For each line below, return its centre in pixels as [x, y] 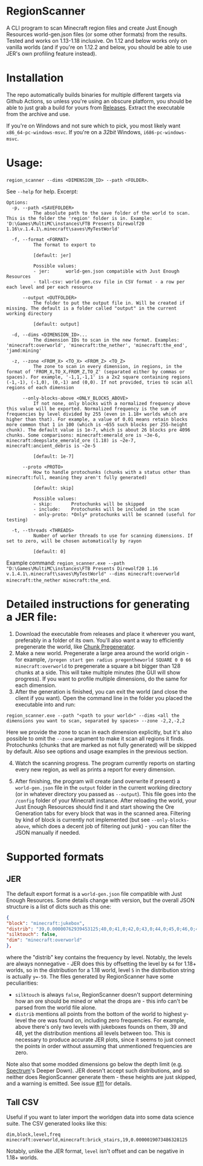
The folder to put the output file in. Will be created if [109, 303]
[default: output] [56, 324]
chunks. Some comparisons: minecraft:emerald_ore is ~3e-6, [84, 435]
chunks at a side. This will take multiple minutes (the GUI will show [98, 672]
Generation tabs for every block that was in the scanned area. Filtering [103, 813]
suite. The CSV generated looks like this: [57, 1123]
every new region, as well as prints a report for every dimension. [95, 769]
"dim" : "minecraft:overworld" [44, 940]
